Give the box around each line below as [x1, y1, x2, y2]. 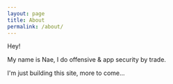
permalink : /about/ [7, 23, 64, 30]
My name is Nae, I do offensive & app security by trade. [7, 56, 167, 64]
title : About [7, 17, 45, 24]
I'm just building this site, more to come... [7, 69, 125, 77]
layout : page [7, 10, 45, 17]
